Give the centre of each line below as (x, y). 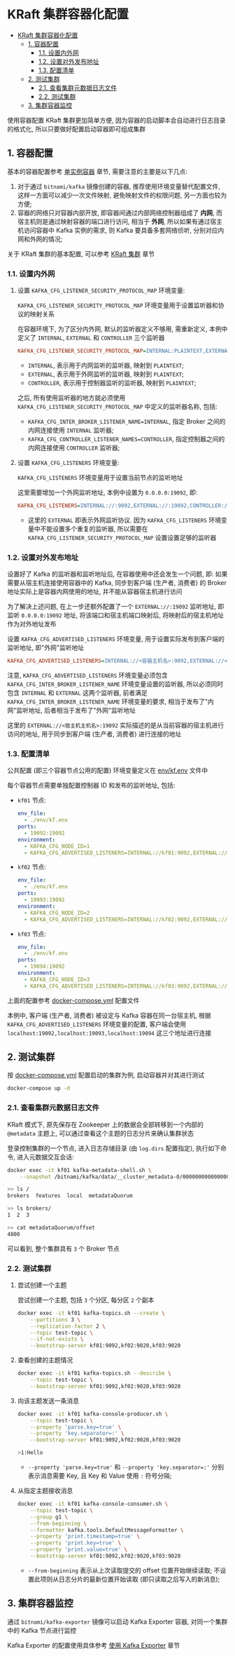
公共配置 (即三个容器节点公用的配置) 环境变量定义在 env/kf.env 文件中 (108, 770)
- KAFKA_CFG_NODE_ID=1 (57, 846)
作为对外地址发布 (32, 624)
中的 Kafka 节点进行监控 (42, 1630)
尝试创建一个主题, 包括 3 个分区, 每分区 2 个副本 (86, 1300)
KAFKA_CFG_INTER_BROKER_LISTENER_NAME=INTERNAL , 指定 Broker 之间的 (127, 421)
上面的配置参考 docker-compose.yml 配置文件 (73, 1000)
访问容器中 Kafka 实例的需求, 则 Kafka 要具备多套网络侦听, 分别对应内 (124, 230)
